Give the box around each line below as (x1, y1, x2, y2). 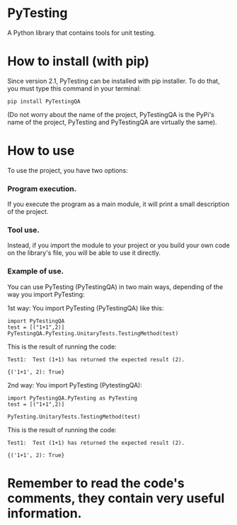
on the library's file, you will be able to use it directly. (7, 249, 161, 257)
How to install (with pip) (7, 53, 150, 69)
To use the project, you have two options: (7, 166, 129, 174)
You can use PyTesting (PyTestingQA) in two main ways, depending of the (7, 282, 224, 291)
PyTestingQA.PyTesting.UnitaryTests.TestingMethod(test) (7, 329, 179, 337)
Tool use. (7, 225, 40, 235)
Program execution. (7, 184, 77, 193)
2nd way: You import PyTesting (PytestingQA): (7, 380, 143, 389)
